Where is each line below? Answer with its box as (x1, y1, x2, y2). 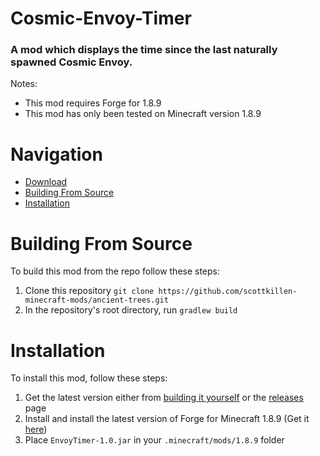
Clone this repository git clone (24, 285, 155, 297)
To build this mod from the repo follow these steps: (10, 265, 221, 277)
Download (24, 176, 68, 188)
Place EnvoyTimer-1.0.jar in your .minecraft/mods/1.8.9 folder (24, 434, 285, 446)
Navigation (10, 143, 103, 166)
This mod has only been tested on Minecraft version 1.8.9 (24, 108, 262, 120)
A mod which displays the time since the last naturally (10, 43, 278, 57)
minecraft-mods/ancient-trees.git (24, 295, 169, 306)
